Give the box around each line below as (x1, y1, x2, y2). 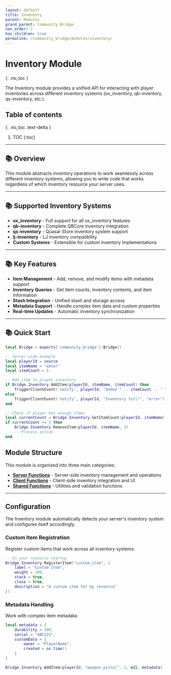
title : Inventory (5, 12, 42, 17)
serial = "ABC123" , (14, 632, 56, 637)
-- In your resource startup (5, 555, 67, 560)
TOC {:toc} (12, 134, 36, 140)
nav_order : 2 (5, 27, 33, 32)
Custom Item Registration (5, 534, 70, 541)
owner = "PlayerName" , (23, 641, 72, 647)
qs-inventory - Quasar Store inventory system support (12, 229, 128, 235)
